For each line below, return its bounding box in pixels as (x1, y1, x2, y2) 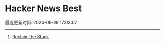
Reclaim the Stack (12, 33, 49, 39)
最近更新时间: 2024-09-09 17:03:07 (5, 19, 77, 25)
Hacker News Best (5, 3, 82, 14)
